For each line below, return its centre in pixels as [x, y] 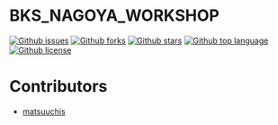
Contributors [58, 87]
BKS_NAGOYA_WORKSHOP [115, 16]
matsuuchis [44, 111]
